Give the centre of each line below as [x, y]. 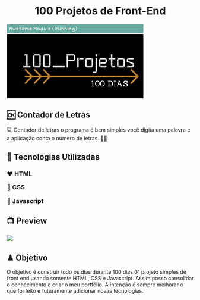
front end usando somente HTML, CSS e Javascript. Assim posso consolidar [100, 279]
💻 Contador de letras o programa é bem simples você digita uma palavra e [99, 130]
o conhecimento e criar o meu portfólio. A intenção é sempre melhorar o [95, 285]
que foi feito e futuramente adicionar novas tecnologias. [75, 291]
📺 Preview [27, 221]
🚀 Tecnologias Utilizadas [53, 157]
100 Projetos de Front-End [100, 11]
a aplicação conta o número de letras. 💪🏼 [57, 138]
